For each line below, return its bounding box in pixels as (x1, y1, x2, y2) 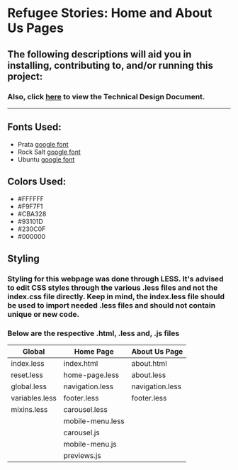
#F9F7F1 (17, 202, 43, 211)
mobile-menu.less (63, 416, 125, 426)
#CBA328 (17, 209, 47, 218)
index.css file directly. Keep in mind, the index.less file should (7, 291, 225, 301)
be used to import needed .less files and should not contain (7, 300, 216, 310)
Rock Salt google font (17, 147, 81, 156)
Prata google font (17, 140, 69, 148)
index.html (63, 359, 98, 369)
